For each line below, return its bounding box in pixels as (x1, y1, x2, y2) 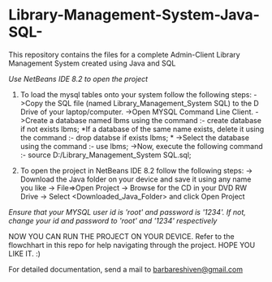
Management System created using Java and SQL (8, 58, 176, 68)
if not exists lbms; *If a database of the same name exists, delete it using (19, 124, 265, 134)
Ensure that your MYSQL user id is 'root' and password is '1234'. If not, (8, 207, 246, 216)
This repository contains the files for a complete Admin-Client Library (8, 49, 241, 59)
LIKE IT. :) (8, 249, 41, 258)
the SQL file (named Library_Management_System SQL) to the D (44, 98, 260, 108)
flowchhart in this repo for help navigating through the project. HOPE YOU (8, 240, 256, 250)
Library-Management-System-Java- (8, 6, 260, 24)
